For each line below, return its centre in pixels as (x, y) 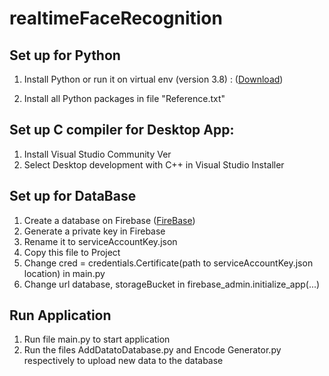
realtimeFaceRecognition (116, 18)
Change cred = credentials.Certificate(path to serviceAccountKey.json (168, 263)
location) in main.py (64, 273)
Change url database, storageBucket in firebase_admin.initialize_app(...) (172, 284)
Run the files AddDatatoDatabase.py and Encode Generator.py (152, 350)
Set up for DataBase (73, 196)
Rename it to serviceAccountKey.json (100, 241)
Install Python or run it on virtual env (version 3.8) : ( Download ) (153, 79)
